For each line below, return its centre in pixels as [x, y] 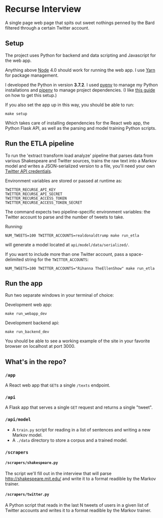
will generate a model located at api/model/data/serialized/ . [67, 244]
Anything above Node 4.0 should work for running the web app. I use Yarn [80, 70]
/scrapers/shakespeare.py [31, 463]
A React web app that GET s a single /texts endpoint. [58, 385]
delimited [14, 259]
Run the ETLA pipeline [40, 144]
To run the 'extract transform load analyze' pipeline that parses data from [79, 155]
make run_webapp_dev [26, 314]
